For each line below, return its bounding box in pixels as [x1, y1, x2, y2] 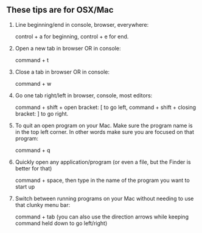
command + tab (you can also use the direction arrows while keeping [15, 213, 189, 220]
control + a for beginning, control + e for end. [15, 33, 129, 40]
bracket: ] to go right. [15, 110, 69, 117]
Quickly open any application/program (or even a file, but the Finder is [15, 158, 191, 165]
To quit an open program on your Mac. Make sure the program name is [15, 122, 193, 129]
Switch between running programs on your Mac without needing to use [15, 195, 194, 202]
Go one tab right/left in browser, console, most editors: [15, 91, 153, 99]
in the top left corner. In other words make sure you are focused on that [15, 128, 195, 136]
